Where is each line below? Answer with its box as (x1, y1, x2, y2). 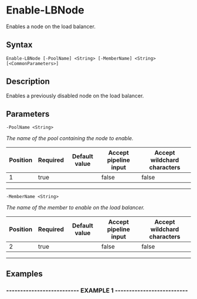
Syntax (6, 40, 33, 50)
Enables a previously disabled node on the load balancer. (6, 92, 144, 99)
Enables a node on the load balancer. (6, 23, 96, 30)
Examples (6, 269, 43, 278)
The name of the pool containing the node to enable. (6, 135, 134, 142)
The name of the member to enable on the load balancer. (6, 204, 145, 211)
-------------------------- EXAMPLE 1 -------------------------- (6, 286, 188, 294)
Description (6, 77, 50, 87)
